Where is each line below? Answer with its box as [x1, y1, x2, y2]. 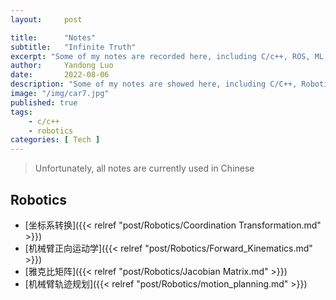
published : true [10, 97, 78, 108]
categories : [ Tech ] [10, 135, 101, 145]
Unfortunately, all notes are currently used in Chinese [34, 162, 255, 175]
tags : [10, 107, 33, 117]
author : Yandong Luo [10, 61, 114, 71]
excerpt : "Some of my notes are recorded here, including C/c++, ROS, [10, 51, 311, 61]
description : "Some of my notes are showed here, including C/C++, [10, 79, 298, 90]
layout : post [10, 14, 83, 25]
